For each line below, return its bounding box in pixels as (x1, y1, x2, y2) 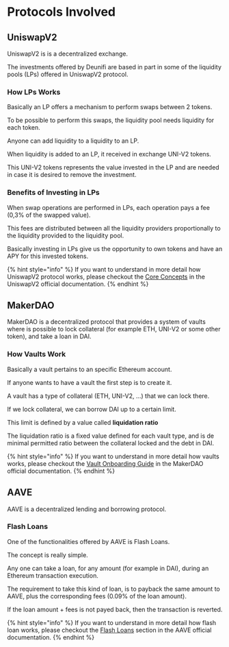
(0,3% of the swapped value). (7, 211, 91, 219)
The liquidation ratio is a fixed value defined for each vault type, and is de (7, 432, 214, 440)
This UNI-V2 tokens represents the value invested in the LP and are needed (7, 163, 220, 172)
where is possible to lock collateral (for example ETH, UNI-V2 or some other (7, 325, 221, 333)
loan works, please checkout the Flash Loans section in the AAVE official (7, 626, 212, 634)
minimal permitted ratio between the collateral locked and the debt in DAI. (7, 438, 215, 447)
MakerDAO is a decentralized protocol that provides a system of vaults (7, 318, 206, 326)
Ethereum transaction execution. (7, 571, 99, 580)
